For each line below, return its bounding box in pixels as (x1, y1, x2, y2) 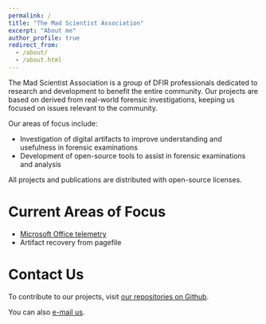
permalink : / (8, 11, 52, 20)
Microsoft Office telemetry (19, 228, 107, 239)
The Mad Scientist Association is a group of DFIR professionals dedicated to (8, 77, 258, 88)
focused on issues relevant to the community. (8, 103, 158, 112)
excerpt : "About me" (8, 26, 77, 34)
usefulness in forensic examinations (19, 142, 138, 152)
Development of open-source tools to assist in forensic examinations (19, 150, 246, 160)
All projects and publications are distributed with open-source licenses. (8, 174, 243, 184)
